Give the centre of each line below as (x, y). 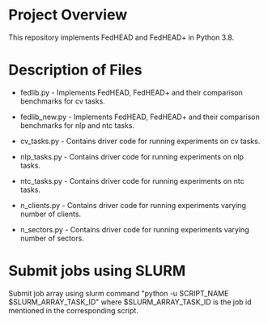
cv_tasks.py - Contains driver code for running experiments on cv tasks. (140, 141)
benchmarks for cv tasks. (62, 101)
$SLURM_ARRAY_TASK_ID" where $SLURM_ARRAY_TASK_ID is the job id (130, 302)
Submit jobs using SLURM (97, 271)
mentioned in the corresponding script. (74, 310)
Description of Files (75, 70)
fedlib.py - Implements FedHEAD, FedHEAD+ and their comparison (131, 92)
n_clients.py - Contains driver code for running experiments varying (133, 205)
